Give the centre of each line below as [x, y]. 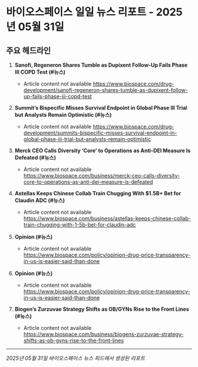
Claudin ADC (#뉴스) [40, 200]
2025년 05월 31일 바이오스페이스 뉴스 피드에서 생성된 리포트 [76, 358]
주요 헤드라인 [29, 50]
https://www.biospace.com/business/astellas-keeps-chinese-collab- [107, 218]
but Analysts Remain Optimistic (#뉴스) [63, 115]
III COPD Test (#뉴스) [40, 72]
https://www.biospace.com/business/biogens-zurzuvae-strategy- [103, 334]
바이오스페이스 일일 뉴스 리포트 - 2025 [94, 12]
